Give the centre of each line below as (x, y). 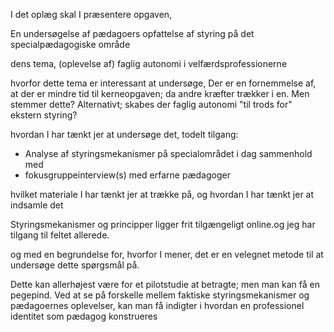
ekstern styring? (44, 115)
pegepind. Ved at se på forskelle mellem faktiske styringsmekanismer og (160, 295)
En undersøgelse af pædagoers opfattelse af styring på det (132, 33)
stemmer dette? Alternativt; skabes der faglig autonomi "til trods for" (151, 104)
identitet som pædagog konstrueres (84, 316)
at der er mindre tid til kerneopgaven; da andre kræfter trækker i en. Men (160, 93)
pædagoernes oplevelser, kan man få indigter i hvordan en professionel (157, 305)
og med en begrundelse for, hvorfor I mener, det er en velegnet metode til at (167, 254)
